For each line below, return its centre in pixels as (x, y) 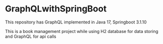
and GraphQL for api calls (31, 36)
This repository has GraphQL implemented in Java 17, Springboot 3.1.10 (76, 22)
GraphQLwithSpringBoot (56, 9)
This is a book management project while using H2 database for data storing (82, 31)
